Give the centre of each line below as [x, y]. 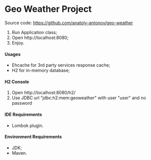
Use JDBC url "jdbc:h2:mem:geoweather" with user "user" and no [79, 98]
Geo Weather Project [48, 9]
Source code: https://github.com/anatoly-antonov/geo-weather [69, 23]
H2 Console [17, 81]
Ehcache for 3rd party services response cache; [61, 65]
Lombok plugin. [28, 125]
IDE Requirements [23, 114]
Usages [13, 54]
